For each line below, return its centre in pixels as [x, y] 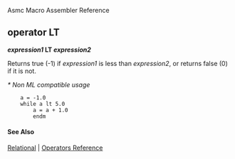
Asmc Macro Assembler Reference [58, 10]
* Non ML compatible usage [49, 84]
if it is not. [22, 71]
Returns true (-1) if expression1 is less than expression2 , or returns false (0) [117, 63]
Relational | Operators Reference [55, 148]
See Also [21, 132]
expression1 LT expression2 [49, 50]
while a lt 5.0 [43, 104]
